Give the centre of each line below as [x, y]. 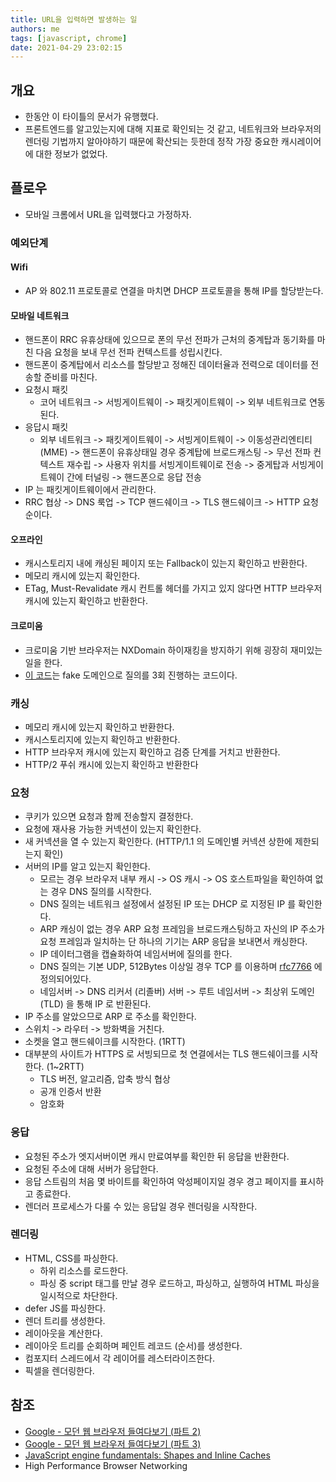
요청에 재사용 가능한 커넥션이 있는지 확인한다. [113, 829]
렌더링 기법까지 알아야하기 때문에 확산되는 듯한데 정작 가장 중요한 [151, 142]
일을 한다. [43, 662]
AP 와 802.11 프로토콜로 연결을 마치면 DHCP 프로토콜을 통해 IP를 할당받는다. [174, 290]
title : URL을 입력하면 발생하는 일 [74, 19]
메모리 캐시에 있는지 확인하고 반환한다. [99, 727]
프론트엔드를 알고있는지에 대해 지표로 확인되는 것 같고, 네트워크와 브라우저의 [173, 129]
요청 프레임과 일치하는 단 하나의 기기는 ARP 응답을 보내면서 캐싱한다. [173, 942]
